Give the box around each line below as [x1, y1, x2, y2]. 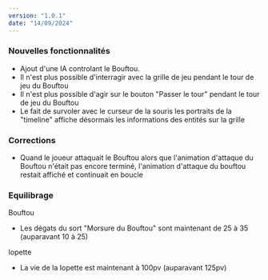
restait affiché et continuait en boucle [19, 170, 144, 180]
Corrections [8, 134, 56, 146]
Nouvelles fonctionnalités [8, 46, 110, 57]
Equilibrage [8, 190, 54, 201]
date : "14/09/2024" [8, 19, 74, 27]
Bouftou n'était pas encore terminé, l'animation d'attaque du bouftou [19, 162, 246, 171]
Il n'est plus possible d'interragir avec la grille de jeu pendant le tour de [19, 72, 254, 82]
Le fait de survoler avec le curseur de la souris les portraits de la [19, 106, 232, 116]
